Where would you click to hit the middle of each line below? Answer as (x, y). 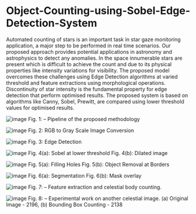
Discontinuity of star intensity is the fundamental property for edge (87, 89)
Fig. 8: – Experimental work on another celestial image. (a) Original (108, 198)
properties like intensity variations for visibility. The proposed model (88, 70)
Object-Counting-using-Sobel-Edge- (98, 11)
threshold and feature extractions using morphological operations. (86, 82)
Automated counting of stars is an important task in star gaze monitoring (94, 39)
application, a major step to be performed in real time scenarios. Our (89, 46)
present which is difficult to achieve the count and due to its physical (89, 64)
